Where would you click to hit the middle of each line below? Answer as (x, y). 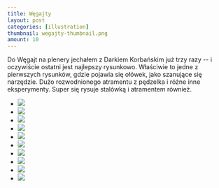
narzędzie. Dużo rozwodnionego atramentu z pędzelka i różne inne (104, 82)
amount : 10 (23, 40)
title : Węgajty (29, 14)
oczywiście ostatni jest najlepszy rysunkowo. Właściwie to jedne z (103, 67)
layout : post (26, 20)
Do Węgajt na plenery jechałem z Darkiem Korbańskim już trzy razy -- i (109, 59)
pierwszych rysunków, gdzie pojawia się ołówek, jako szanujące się (105, 75)
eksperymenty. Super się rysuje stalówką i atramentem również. (100, 89)
